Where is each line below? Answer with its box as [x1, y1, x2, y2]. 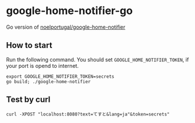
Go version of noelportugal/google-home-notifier [6, 23, 125, 30]
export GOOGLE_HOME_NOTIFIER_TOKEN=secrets [6, 73, 115, 80]
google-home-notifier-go [6, 4, 133, 18]
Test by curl [6, 95, 51, 105]
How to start [6, 40, 52, 50]
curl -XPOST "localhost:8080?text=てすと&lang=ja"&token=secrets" [6, 111, 170, 117]
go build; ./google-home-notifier [6, 78, 91, 84]
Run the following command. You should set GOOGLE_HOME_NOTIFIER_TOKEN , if [6, 56, 189, 63]
